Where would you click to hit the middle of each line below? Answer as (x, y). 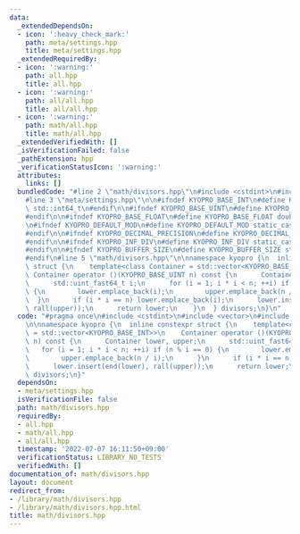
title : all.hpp (54, 84)
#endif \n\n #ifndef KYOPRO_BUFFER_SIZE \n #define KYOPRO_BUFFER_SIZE (153, 250)
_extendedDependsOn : (55, 26)
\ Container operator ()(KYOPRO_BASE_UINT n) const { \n (132, 275)
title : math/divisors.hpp (57, 516)
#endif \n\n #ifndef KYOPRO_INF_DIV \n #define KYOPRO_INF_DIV (137, 242)
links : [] (44, 184)
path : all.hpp (51, 76)
